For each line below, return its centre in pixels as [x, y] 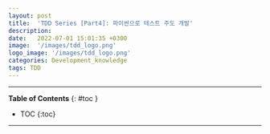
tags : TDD [25, 68]
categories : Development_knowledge [68, 61]
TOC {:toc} [38, 114]
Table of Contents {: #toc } [53, 98]
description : [30, 30]
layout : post [30, 16]
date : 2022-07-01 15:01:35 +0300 [68, 38]
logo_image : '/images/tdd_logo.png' [70, 53]
